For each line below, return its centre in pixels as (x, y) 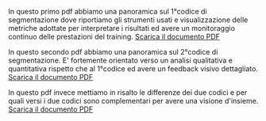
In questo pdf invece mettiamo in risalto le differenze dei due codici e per (128, 93)
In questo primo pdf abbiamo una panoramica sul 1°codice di (108, 11)
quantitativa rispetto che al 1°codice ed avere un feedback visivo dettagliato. (133, 69)
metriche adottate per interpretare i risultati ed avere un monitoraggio (122, 28)
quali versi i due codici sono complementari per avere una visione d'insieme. (133, 101)
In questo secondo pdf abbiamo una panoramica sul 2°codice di (113, 52)
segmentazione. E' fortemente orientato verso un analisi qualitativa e (120, 60)
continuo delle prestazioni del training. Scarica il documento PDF (114, 36)
